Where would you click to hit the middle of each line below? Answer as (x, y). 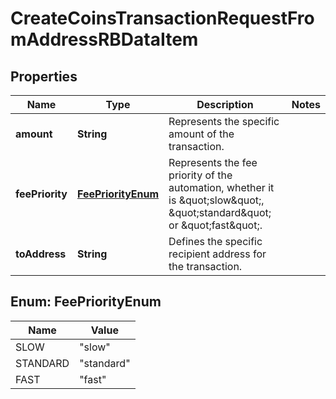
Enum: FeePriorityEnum (86, 302)
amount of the (201, 134)
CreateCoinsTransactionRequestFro (162, 18)
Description (225, 104)
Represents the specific (224, 121)
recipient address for (217, 254)
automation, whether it (221, 187)
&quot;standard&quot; (220, 212)
